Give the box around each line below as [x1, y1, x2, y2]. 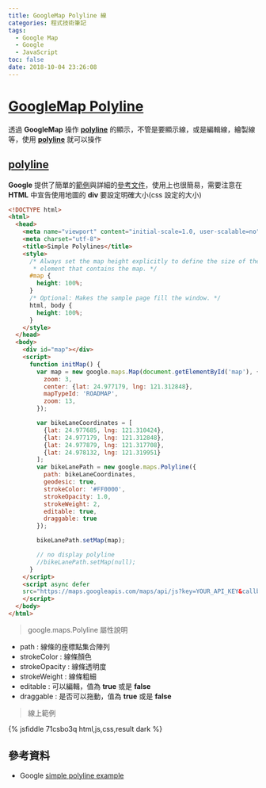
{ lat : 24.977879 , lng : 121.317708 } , [43, 441, 165, 449]
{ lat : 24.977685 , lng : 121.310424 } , [43, 426, 165, 434]
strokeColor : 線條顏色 [19, 652, 93, 661]
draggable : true [43, 514, 97, 523]
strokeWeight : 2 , [43, 500, 101, 508]
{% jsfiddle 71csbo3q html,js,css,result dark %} [8, 724, 163, 733]
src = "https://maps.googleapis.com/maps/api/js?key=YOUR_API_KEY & [22, 587, 243, 595]
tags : [8, 26, 26, 34]
